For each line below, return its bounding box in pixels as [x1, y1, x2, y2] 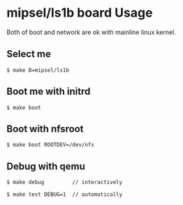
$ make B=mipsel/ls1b [6, 66, 70, 74]
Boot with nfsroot [6, 123, 84, 135]
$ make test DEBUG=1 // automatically [6, 191, 123, 198]
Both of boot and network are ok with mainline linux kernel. [6, 28, 176, 36]
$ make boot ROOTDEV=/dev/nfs [6, 142, 95, 149]
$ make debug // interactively [6, 179, 123, 186]
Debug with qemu [6, 160, 85, 172]
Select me [6, 48, 52, 60]
